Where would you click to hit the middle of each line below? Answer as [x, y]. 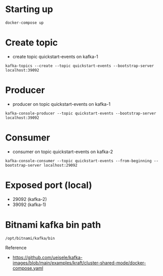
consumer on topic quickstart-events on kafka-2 [63, 152]
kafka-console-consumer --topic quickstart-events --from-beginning [78, 161]
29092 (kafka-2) [29, 199]
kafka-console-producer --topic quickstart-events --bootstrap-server [81, 113]
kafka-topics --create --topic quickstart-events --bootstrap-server [80, 66]
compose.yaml [28, 268]
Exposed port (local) [49, 185]
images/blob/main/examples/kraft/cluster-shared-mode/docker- [79, 262]
